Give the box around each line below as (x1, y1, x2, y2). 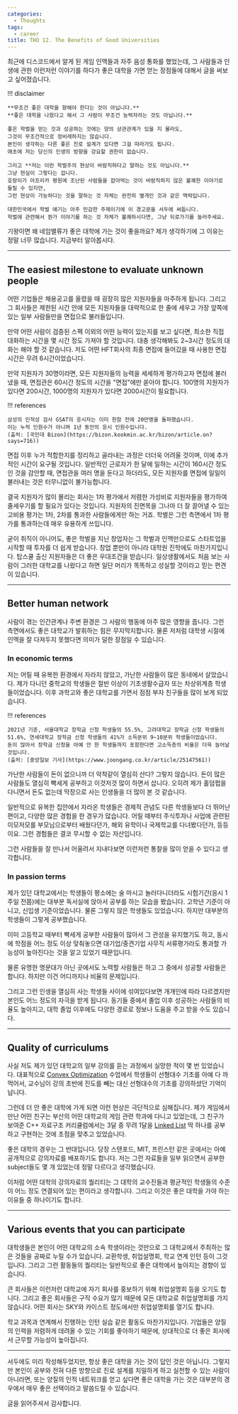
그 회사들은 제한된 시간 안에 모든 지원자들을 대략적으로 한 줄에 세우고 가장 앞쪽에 (7, 303, 229, 311)
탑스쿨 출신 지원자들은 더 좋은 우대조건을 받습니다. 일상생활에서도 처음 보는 (16, 552, 223, 560)
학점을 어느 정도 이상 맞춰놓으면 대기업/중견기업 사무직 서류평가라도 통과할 (14, 939, 220, 948)
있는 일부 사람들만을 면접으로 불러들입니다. (7, 312, 125, 321)
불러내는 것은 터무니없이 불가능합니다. (7, 477, 112, 486)
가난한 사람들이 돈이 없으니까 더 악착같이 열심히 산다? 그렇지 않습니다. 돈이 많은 (7, 770, 226, 778)
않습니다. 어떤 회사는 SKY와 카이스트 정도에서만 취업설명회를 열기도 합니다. (7, 1302, 215, 1311)
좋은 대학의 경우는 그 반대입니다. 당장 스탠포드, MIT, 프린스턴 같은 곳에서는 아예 (7, 1145, 226, 1154)
